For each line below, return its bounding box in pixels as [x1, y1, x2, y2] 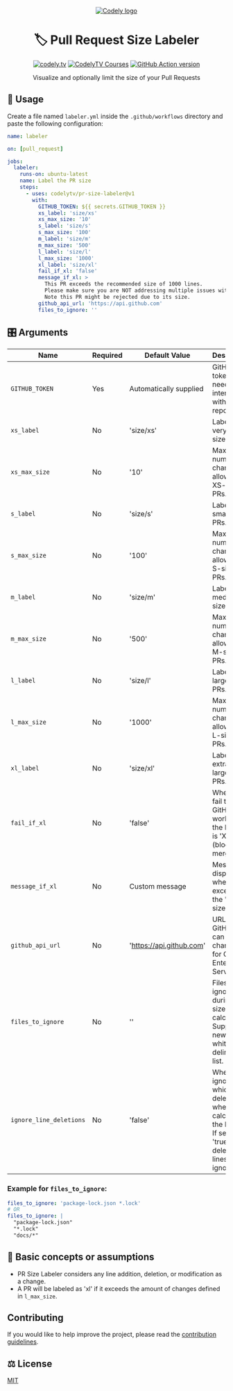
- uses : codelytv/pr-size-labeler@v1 [25, 190, 135, 197]
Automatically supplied [129, 384, 204, 394]
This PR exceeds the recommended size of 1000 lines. [44, 281, 203, 288]
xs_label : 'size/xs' [37, 209, 98, 217]
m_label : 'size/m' [37, 236, 92, 242]
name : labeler [7, 133, 49, 140]
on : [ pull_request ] [7, 145, 64, 152]
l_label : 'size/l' [37, 248, 92, 255]
